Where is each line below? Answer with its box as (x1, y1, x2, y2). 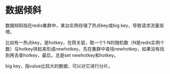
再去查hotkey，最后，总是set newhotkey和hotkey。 (9, 52, 119, 58)
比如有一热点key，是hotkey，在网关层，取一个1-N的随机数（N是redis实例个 (5, 39, 165, 46)
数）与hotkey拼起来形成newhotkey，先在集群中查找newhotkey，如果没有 (5, 46, 160, 52)
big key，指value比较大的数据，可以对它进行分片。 (5, 63, 113, 69)
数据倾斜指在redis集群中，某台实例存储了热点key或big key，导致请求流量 (5, 22, 160, 28)
